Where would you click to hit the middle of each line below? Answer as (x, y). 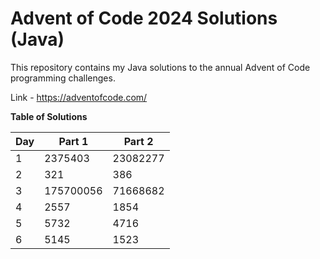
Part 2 (138, 141)
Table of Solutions (49, 116)
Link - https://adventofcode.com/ (79, 97)
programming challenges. (63, 78)
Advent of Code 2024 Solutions (144, 18)
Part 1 (73, 141)
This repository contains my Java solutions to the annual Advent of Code (160, 67)
